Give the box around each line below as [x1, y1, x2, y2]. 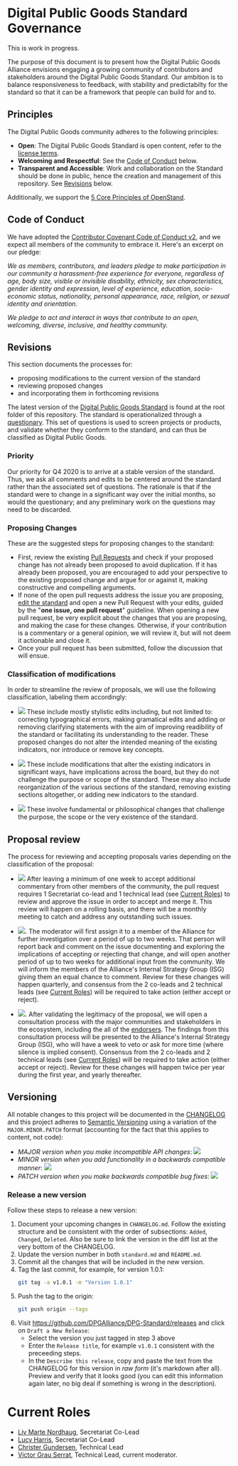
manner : [17, 1163, 43, 1172]
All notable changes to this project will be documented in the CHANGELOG [7, 1110, 226, 1118]
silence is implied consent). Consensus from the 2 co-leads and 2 [17, 1048, 211, 1056]
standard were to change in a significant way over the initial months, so [7, 490, 216, 498]
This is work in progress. [7, 43, 80, 52]
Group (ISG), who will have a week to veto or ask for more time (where [17, 1041, 224, 1049]
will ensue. [17, 651, 50, 660]
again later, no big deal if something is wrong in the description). [28, 1379, 217, 1388]
